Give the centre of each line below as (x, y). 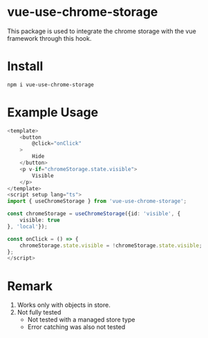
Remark (30, 286)
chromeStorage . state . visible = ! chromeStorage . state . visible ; (111, 246)
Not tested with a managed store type (81, 320)
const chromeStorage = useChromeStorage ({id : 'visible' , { (94, 214)
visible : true (40, 220)
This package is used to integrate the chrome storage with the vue (102, 31)
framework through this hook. (49, 38)
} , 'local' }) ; (28, 226)
